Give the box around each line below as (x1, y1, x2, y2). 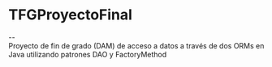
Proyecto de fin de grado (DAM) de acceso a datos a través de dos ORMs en (8, 40, 265, 50)
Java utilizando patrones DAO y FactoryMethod (8, 49, 167, 59)
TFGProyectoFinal (8, 6, 132, 24)
